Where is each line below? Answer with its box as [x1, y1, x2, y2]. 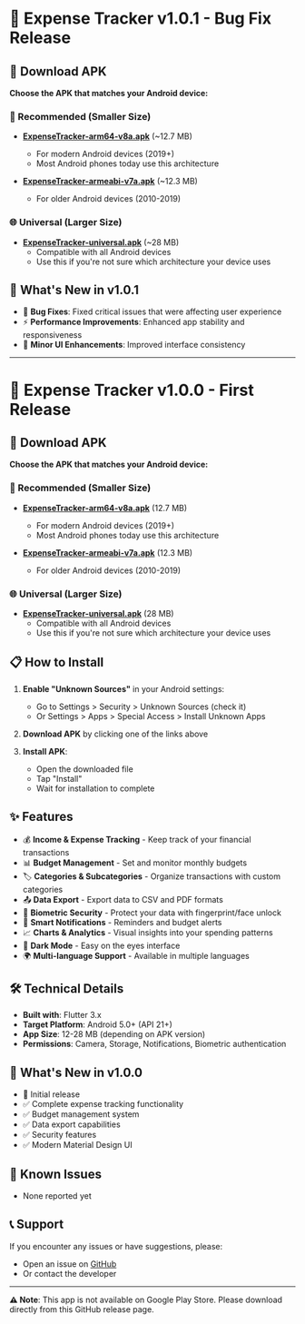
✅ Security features [22, 1130, 97, 1141]
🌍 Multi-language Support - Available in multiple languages [22, 950, 250, 961]
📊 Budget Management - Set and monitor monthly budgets [22, 857, 248, 868]
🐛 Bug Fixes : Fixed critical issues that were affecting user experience [22, 306, 282, 317]
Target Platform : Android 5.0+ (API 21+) [22, 1019, 172, 1030]
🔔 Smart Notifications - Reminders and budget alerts [22, 916, 222, 927]
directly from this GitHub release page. [9, 1303, 154, 1315]
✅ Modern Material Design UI [22, 1140, 133, 1151]
